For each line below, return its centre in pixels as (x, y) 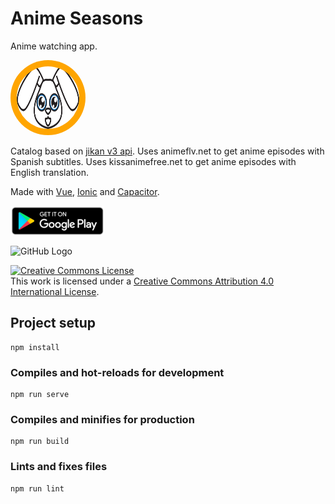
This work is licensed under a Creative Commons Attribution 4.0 (142, 281)
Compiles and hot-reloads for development (117, 372)
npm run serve (40, 395)
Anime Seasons (77, 18)
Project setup (53, 323)
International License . (55, 291)
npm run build (40, 442)
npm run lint (37, 488)
